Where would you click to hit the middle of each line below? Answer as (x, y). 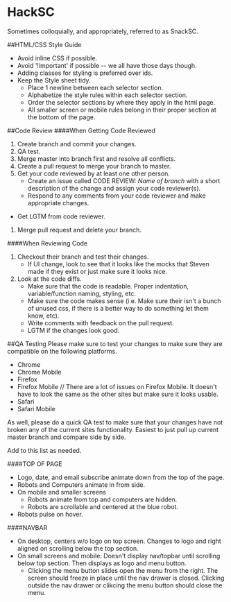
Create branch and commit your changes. (77, 144)
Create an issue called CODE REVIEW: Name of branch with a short (124, 180)
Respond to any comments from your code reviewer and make (117, 196)
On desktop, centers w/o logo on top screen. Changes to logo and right (119, 541)
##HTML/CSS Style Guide (44, 44)
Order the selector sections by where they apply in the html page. (121, 102)
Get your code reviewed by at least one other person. (93, 173)
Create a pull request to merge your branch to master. (94, 166)
